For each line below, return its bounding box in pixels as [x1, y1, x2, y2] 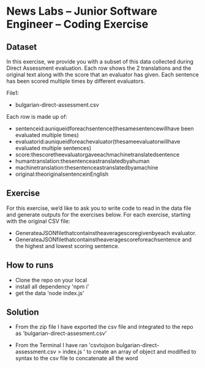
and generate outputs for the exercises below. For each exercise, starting [6, 211, 191, 218]
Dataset [6, 42, 37, 52]
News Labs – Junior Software [6, 4, 158, 18]
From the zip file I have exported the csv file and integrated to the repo [15, 323, 194, 331]
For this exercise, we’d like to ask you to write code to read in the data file [6, 204, 192, 212]
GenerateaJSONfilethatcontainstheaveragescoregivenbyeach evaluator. [15, 229, 197, 236]
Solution [6, 307, 39, 318]
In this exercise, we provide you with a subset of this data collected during [6, 58, 194, 65]
